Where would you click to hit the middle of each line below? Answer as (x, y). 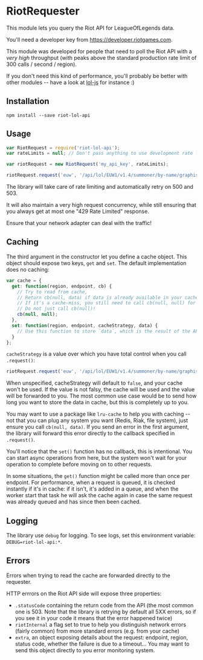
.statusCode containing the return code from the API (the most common (104, 605)
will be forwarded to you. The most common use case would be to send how (101, 396)
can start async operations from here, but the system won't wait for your (97, 458)
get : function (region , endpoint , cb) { (62, 286)
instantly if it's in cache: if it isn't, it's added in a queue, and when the (92, 489)
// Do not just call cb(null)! (56, 309)
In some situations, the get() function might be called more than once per (98, 476)
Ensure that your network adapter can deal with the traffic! (79, 223)
